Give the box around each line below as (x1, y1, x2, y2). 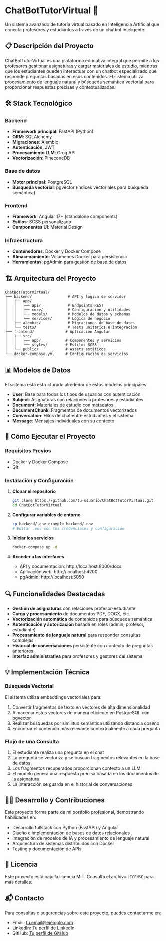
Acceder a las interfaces (12, 554, 65, 560)
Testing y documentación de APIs (12, 846, 82, 852)
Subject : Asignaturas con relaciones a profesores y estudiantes (12, 396, 144, 402)
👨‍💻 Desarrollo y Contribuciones (5, 796, 105, 804)
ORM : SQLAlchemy (12, 134, 52, 140)
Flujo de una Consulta (5, 738, 59, 745)
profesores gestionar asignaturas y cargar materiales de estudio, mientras (5, 63, 158, 69)
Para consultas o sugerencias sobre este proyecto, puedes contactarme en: (5, 910, 161, 916)
